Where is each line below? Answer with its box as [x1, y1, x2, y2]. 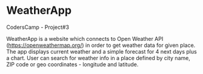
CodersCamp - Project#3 [6, 23, 70, 31]
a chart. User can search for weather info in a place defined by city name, [6, 54, 191, 61]
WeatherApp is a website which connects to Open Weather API [6, 35, 164, 42]
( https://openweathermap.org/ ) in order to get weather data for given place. [6, 42, 196, 49]
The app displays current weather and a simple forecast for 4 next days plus [6, 48, 197, 55]
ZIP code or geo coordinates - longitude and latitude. [6, 61, 139, 68]
